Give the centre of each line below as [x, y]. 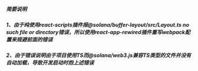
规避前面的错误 [34, 39]
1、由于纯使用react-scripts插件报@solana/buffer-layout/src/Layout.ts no [98, 25]
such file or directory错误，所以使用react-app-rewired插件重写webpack [96, 32]
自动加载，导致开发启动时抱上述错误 [50, 63]
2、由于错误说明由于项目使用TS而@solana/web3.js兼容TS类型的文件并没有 [99, 55]
